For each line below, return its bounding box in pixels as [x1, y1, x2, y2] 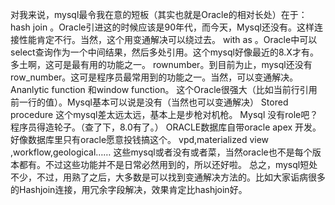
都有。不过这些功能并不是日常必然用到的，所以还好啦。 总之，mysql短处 [18, 159, 318, 170]
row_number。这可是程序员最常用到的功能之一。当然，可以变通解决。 [10, 71, 299, 83]
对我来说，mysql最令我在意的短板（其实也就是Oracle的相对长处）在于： [10, 9, 308, 20]
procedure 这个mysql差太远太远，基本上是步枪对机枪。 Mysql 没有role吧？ [10, 109, 319, 120]
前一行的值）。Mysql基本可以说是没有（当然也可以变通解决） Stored [10, 96, 289, 108]
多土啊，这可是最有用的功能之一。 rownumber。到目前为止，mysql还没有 [10, 59, 313, 70]
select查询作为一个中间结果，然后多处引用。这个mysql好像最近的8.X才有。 [10, 46, 319, 58]
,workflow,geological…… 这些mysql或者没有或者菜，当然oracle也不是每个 [10, 146, 313, 158]
